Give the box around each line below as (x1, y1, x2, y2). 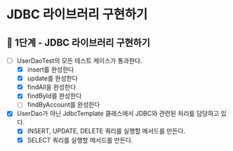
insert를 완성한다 (27, 65, 74, 74)
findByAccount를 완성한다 (27, 100, 100, 109)
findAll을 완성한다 (27, 83, 76, 91)
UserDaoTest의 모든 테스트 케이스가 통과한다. (16, 57, 142, 65)
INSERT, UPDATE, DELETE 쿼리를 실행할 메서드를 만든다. (27, 127, 186, 136)
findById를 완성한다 (27, 92, 82, 100)
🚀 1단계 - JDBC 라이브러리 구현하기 (6, 37, 150, 48)
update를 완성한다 (27, 74, 78, 83)
